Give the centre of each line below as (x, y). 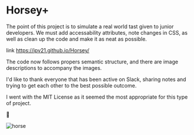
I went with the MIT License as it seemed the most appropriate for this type (97, 97)
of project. (19, 103)
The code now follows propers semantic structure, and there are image (92, 62)
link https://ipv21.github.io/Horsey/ (48, 50)
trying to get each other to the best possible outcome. (71, 85)
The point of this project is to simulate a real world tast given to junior (90, 26)
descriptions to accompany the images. (54, 67)
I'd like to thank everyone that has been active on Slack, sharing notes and (96, 79)
